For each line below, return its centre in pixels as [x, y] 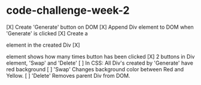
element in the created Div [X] [43, 45]
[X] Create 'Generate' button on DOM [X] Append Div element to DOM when [100, 27]
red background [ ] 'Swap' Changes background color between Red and [95, 69]
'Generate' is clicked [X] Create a [47, 33]
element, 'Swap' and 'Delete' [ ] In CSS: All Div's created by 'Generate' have [100, 63]
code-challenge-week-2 [68, 10]
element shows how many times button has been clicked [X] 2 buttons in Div [100, 56]
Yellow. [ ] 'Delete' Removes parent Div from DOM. [68, 75]
